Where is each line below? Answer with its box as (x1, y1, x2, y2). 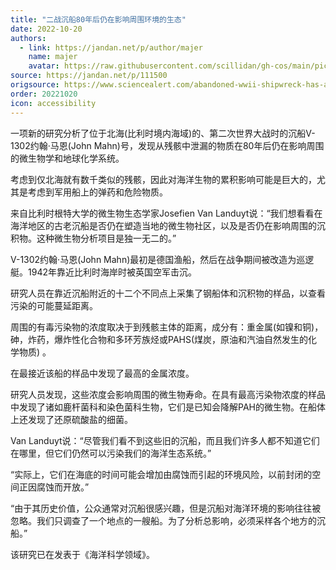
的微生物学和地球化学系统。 (10, 152, 125, 164)
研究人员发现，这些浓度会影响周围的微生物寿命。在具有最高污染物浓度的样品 (10, 388, 326, 400)
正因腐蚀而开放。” (18, 481, 90, 493)
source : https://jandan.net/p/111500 (10, 71, 168, 81)
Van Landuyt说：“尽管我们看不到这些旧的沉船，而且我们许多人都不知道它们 (10, 434, 320, 446)
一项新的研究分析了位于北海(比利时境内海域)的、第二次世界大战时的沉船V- (10, 127, 316, 139)
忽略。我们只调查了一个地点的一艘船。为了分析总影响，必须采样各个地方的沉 (10, 514, 326, 526)
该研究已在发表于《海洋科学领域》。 (10, 548, 155, 560)
